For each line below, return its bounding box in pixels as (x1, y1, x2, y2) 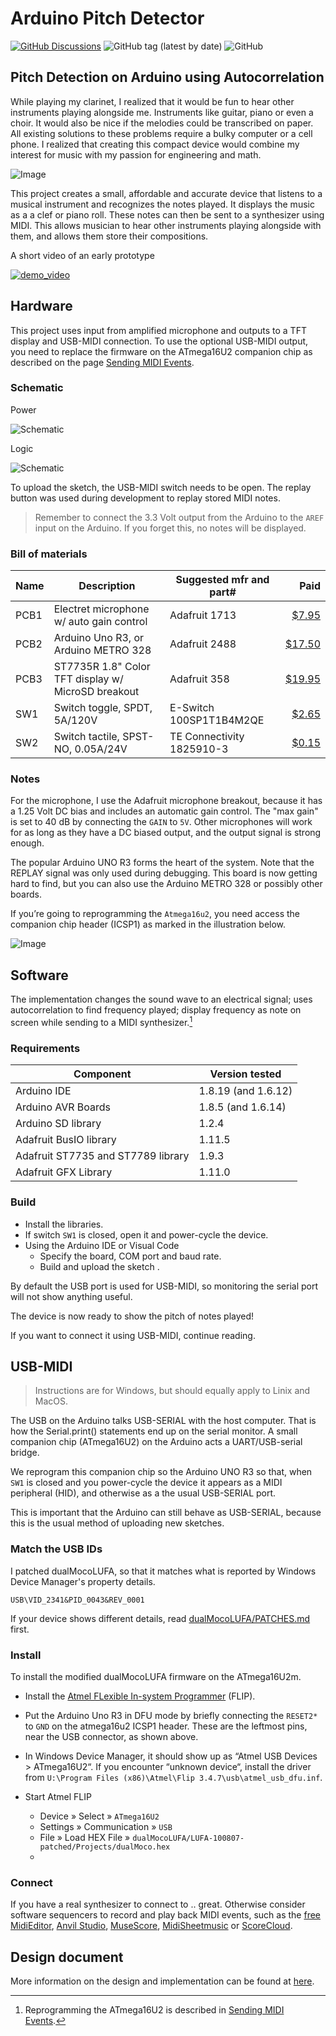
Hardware (10, 298, 73, 315)
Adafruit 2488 (169, 637, 237, 651)
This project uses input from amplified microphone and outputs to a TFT (10, 324, 307, 336)
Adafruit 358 (169, 672, 230, 686)
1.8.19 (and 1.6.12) (198, 1084, 293, 1098)
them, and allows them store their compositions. (10, 230, 209, 242)
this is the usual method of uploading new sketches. (10, 1517, 225, 1529)
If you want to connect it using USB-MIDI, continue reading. (10, 1329, 256, 1341)
